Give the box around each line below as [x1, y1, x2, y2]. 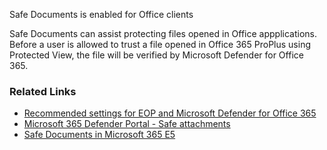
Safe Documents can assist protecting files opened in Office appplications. [9, 28, 318, 39]
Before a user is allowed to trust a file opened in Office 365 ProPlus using [9, 39, 311, 50]
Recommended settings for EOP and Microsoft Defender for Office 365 [23, 107, 317, 119]
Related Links [9, 84, 77, 98]
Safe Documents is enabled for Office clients [9, 9, 194, 20]
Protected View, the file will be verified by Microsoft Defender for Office [9, 49, 304, 61]
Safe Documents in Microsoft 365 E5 [23, 129, 176, 141]
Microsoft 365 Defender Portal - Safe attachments [23, 118, 231, 130]
